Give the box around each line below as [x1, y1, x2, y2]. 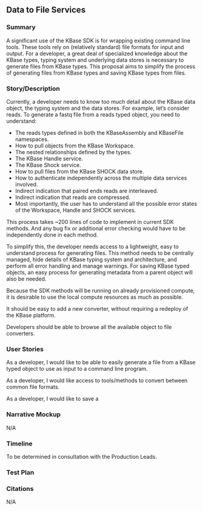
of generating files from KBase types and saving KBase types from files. [6, 69, 187, 76]
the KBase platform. [6, 311, 56, 319]
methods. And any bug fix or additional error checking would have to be [6, 225, 186, 232]
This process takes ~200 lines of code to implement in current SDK [6, 218, 174, 225]
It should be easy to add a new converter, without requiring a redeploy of [6, 305, 188, 312]
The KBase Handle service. [15, 155, 84, 162]
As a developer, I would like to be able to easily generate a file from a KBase [6, 359, 196, 366]
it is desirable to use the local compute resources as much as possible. [6, 293, 184, 300]
